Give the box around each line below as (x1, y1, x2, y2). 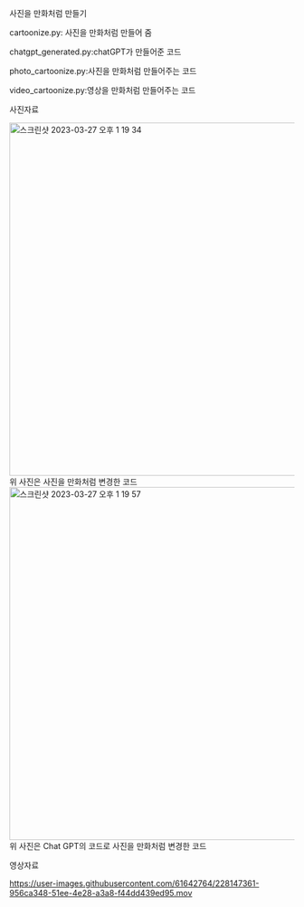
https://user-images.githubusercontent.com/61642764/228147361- (9, 878, 260, 889)
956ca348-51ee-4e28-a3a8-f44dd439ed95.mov (9, 888, 193, 898)
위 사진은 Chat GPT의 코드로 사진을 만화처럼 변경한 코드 (9, 841, 207, 851)
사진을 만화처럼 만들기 (9, 8, 88, 18)
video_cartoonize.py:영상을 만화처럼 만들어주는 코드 (9, 85, 196, 95)
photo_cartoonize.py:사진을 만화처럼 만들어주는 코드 (9, 66, 197, 76)
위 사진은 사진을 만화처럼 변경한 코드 (9, 476, 138, 487)
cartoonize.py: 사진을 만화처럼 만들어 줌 (9, 27, 152, 38)
